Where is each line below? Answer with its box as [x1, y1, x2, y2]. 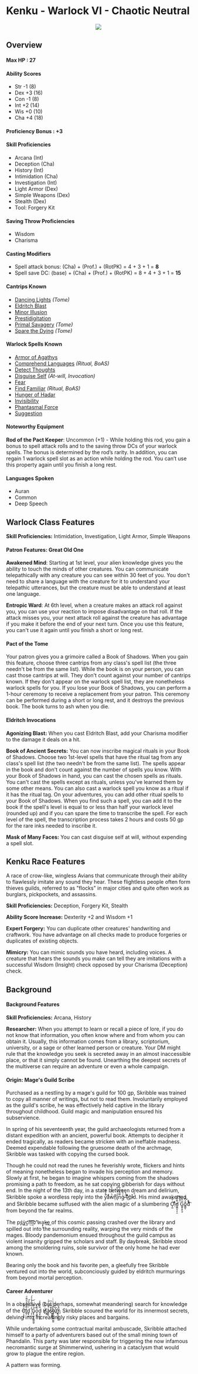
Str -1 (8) [14, 83, 36, 90]
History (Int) [14, 166, 44, 174]
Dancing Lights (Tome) [14, 296, 70, 303]
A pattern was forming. [6, 1362, 62, 1369]
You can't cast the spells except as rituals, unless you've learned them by [6, 778, 183, 785]
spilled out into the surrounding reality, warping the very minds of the [6, 1226, 173, 1233]
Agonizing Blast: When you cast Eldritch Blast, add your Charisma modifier [6, 730, 188, 737]
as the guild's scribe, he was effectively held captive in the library [6, 1102, 165, 1109]
